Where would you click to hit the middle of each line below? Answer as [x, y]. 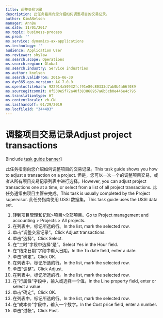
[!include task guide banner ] [34, 159]
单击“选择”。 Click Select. [38, 238]
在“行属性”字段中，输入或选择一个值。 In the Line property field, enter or [84, 281]
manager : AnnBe [21, 23]
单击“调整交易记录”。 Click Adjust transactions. [59, 232]
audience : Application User [34, 50]
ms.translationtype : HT [30, 95]
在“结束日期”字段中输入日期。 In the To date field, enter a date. [75, 250]
